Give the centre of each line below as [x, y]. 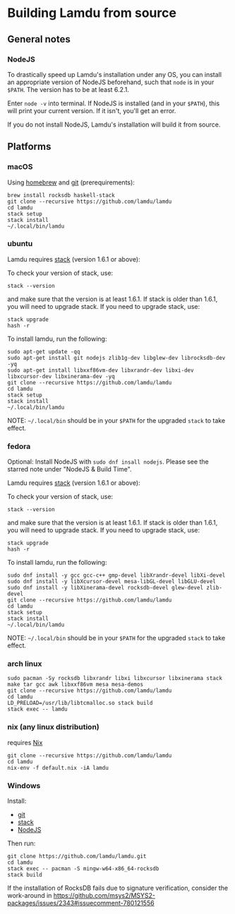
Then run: [22, 843]
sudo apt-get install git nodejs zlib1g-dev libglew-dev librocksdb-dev [116, 358]
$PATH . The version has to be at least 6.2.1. [68, 89]
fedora [19, 446]
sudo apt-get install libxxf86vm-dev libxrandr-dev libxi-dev [101, 370]
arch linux [25, 664]
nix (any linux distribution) [54, 727]
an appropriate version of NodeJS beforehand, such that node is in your [111, 82]
